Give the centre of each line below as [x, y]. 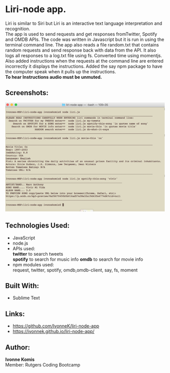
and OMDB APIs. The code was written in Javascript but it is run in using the [85, 39]
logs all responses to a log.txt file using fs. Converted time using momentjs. [84, 55]
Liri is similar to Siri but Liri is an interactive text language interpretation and [84, 23]
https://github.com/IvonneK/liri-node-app [56, 326]
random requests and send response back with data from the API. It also [81, 50]
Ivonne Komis [20, 359]
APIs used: [24, 248]
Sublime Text [26, 298]
